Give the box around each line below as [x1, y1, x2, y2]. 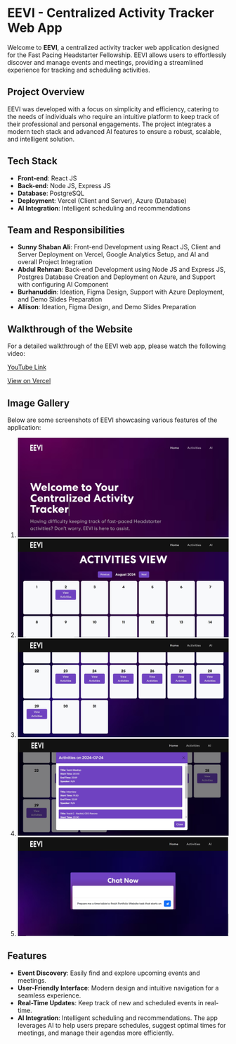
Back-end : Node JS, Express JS [17, 181, 111, 189]
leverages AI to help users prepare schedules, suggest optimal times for [17, 1021, 226, 1029]
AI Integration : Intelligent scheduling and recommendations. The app [17, 1013, 218, 1022]
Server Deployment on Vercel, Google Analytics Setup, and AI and [17, 250, 209, 259]
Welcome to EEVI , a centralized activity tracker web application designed [7, 43, 219, 51]
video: [7, 349, 26, 358]
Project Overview [7, 86, 85, 98]
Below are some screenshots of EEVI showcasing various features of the [7, 416, 218, 424]
